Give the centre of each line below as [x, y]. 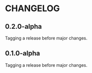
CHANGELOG [32, 9]
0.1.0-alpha [23, 53]
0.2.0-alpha [24, 27]
